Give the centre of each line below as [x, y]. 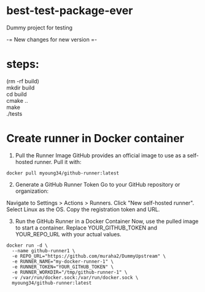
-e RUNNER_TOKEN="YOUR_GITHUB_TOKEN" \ [63, 267]
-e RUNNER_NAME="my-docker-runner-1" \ [63, 261]
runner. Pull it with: [58, 162]
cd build [17, 94]
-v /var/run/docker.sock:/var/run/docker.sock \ [75, 277]
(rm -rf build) [23, 81]
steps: [23, 64]
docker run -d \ [27, 245]
